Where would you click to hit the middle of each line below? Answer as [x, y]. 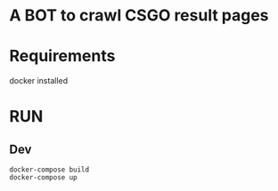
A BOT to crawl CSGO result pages [139, 16]
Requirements [62, 56]
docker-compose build [49, 170]
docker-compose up [43, 178]
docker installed [39, 81]
